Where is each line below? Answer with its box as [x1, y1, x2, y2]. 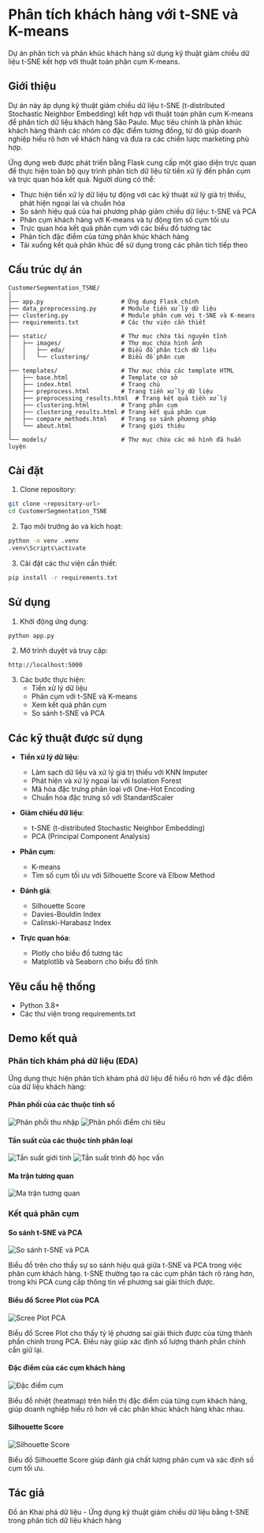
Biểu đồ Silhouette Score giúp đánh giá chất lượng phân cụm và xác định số [8, 1455, 255, 1464]
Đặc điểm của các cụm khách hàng [8, 1363, 125, 1373]
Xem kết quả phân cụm [31, 700, 107, 710]
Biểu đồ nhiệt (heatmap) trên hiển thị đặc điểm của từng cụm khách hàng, [8, 1396, 248, 1405]
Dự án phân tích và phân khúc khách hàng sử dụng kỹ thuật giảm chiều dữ [8, 48, 250, 58]
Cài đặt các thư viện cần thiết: [19, 558, 117, 568]
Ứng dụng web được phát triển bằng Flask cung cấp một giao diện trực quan [8, 158, 257, 167]
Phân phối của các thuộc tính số [8, 1100, 116, 1110]
